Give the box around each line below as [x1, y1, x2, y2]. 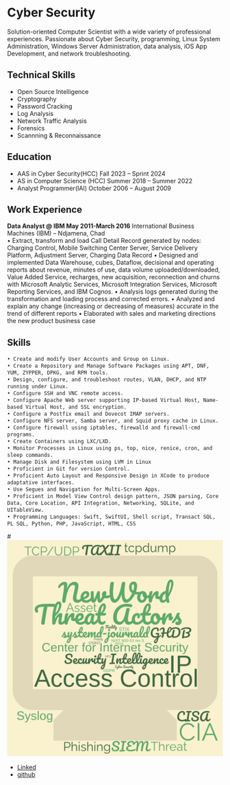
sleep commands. [7, 452, 53, 459]
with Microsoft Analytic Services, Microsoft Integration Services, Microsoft [7, 280, 218, 289]
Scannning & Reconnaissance [16, 131, 101, 139]
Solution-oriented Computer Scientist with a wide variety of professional [7, 27, 211, 36]
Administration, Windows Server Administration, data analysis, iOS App [7, 42, 207, 50]
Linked [16, 763, 36, 771]
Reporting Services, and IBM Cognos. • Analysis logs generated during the [7, 288, 218, 296]
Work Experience [7, 204, 83, 215]
